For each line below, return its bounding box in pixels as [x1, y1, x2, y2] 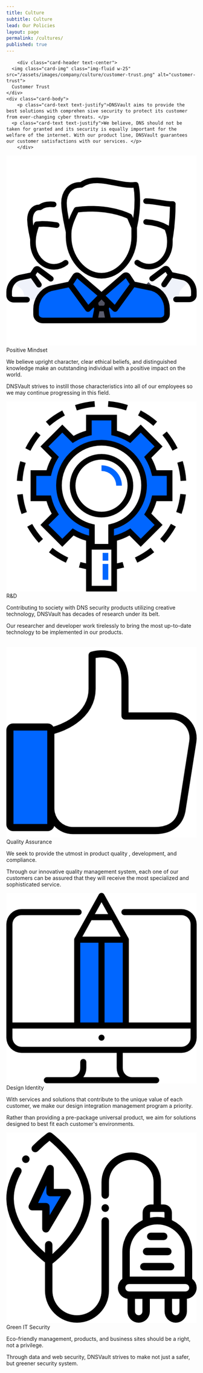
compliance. [6, 856, 37, 864]
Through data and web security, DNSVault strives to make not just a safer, [6, 1354, 190, 1360]
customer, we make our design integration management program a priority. [6, 1102, 193, 1109]
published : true [6, 42, 47, 48]
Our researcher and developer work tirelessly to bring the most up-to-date [6, 622, 192, 629]
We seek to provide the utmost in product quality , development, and [6, 850, 177, 857]
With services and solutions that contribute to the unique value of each [6, 1096, 183, 1103]
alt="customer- [157, 72, 196, 78]
